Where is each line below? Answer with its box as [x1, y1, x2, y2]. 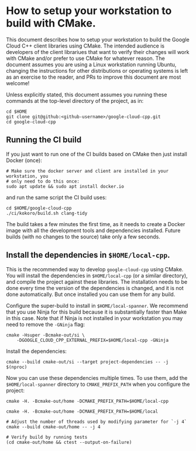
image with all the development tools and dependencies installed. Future [6, 227, 181, 234]
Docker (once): [6, 157, 42, 164]
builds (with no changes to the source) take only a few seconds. [6, 233, 161, 240]
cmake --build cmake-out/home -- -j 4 [6, 424, 101, 430]
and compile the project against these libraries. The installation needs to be [6, 278, 188, 285]
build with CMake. [6, 16, 97, 30]
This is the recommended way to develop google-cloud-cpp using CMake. [6, 265, 184, 272]
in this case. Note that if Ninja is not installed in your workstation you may [6, 314, 183, 321]
